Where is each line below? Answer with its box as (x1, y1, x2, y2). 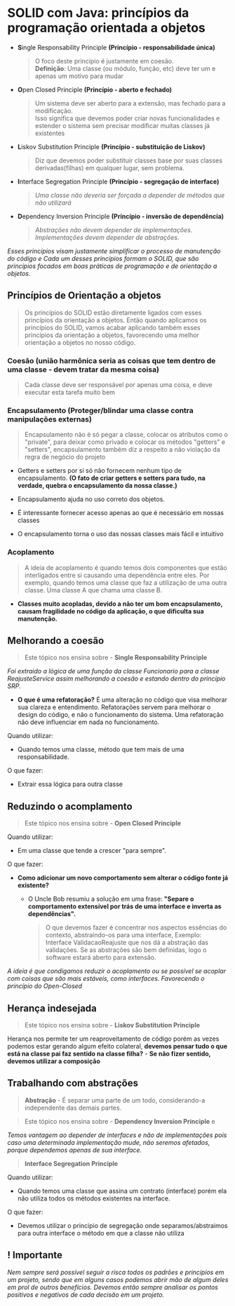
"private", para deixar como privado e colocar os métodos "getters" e (24, 438, 226, 446)
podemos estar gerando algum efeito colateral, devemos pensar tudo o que (7, 1042, 228, 1051)
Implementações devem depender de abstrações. (34, 233, 180, 241)
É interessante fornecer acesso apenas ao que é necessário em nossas (17, 509, 224, 517)
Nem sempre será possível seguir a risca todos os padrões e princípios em (7, 1268, 224, 1276)
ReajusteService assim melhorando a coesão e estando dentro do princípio (7, 674, 226, 683)
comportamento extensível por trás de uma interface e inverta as (27, 902, 222, 911)
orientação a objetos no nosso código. (24, 338, 136, 346)
